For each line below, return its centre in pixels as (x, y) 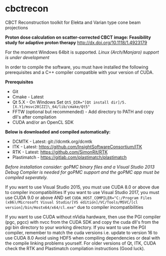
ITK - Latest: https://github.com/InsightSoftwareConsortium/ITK (77, 146)
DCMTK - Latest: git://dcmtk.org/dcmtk (52, 141)
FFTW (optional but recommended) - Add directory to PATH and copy (83, 112)
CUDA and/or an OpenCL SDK (43, 122)
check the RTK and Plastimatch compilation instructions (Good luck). (75, 248)
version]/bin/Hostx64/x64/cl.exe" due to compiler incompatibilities (74, 207)
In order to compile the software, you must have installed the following (77, 67)
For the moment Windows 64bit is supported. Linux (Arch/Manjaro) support (82, 52)
